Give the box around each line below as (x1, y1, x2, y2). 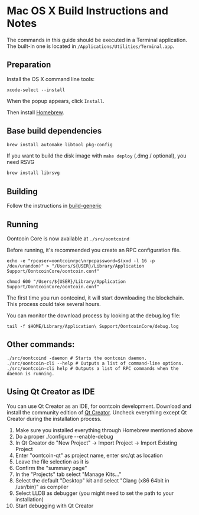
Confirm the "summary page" (15, 464, 87, 471)
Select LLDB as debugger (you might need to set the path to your (15, 490, 174, 497)
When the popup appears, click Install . (6, 97, 105, 104)
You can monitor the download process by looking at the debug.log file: (6, 312, 181, 319)
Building (6, 186, 38, 197)
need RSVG (6, 159, 35, 166)
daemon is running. (6, 371, 55, 376)
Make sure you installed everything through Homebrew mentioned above (15, 426, 193, 433)
